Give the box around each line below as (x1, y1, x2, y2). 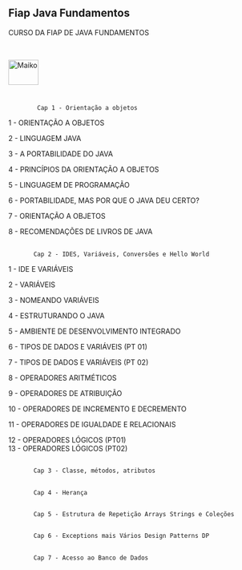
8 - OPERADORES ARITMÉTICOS (8, 373, 118, 382)
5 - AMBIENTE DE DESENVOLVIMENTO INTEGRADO (8, 326, 181, 336)
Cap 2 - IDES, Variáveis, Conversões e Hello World (33, 250, 210, 258)
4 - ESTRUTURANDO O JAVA (8, 310, 105, 320)
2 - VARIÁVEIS (8, 280, 56, 289)
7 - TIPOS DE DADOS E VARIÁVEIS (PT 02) (8, 357, 149, 367)
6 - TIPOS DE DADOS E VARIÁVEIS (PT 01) (8, 342, 148, 351)
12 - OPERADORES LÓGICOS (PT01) (8, 435, 127, 444)
